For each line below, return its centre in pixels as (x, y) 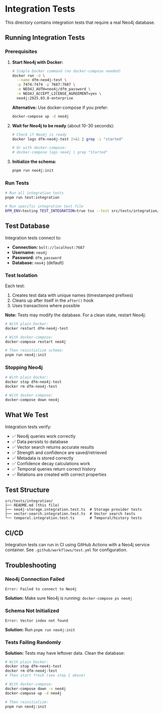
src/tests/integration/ (29, 501)
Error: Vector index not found (37, 621)
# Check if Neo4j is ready (39, 135)
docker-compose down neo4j (32, 400)
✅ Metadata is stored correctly (43, 458)
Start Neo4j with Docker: (38, 62)
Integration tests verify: (28, 427)
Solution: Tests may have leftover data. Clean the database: (65, 653)
